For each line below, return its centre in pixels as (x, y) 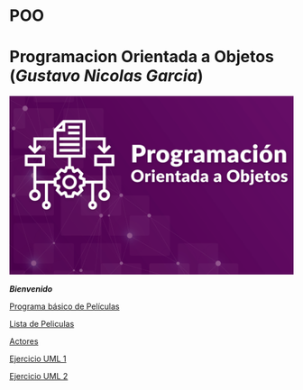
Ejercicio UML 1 (38, 359)
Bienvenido (31, 289)
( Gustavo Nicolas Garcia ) (106, 76)
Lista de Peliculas (42, 324)
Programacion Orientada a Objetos (142, 57)
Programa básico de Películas (64, 306)
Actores (24, 341)
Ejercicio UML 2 (39, 376)
